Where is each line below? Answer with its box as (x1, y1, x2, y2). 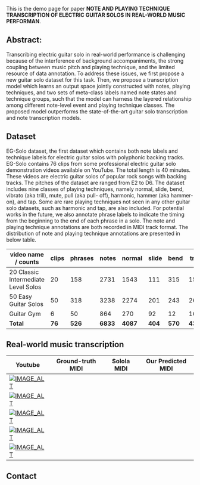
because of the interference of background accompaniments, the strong (6, 57, 184, 64)
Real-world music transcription (6, 339, 124, 350)
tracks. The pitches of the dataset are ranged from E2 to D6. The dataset (6, 179, 185, 186)
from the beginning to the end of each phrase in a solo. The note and (6, 217, 176, 224)
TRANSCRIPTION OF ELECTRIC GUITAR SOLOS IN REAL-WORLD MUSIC (6, 11, 186, 18)
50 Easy (9, 292, 33, 301)
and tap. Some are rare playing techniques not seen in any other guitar (17, 198, 190, 205)
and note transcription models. (6, 114, 82, 121)
